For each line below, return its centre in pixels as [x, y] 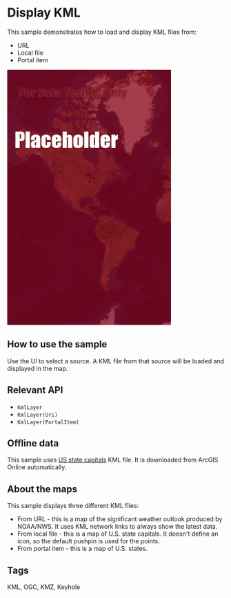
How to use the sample [57, 344]
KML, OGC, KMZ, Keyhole [44, 587]
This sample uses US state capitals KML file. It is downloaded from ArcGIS [113, 460]
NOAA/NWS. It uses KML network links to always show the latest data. [117, 527]
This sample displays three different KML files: [73, 506]
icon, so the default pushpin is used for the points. [89, 541]
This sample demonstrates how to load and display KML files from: [102, 32]
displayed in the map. [38, 368]
